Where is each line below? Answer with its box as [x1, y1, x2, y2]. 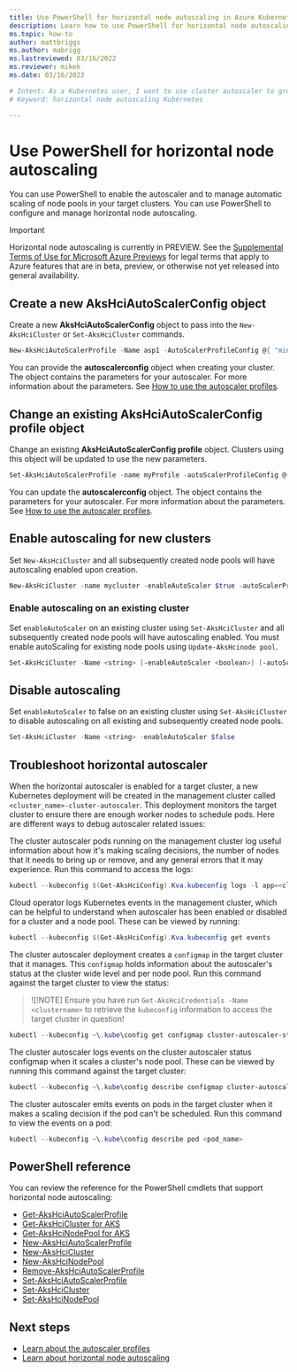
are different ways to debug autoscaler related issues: [9, 819, 206, 830]
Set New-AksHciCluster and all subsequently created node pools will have [9, 555, 276, 565]
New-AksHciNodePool [21, 1256, 104, 1267]
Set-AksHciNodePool [21, 1294, 100, 1305]
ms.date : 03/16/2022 [9, 71, 86, 80]
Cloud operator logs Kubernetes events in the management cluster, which [9, 897, 278, 908]
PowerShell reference [9, 1158, 131, 1174]
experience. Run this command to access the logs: [9, 864, 194, 875]
